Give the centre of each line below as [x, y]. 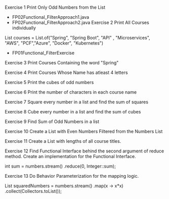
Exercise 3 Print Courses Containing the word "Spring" [62, 63]
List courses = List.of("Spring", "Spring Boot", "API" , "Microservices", [77, 38]
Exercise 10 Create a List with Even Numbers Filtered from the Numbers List [84, 131]
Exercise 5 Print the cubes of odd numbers [49, 82]
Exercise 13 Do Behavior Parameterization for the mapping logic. [72, 176]
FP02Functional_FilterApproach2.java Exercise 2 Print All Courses [81, 23]
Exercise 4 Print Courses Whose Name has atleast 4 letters [66, 72]
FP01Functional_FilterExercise [43, 53]
